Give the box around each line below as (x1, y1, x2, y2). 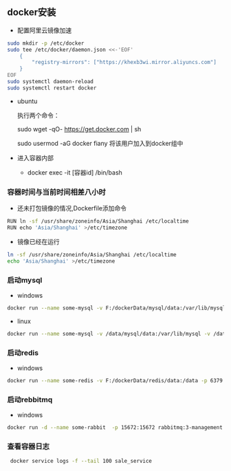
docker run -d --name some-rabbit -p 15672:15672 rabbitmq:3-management (7, 424, 223, 431)
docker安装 (7, 6, 56, 19)
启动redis (7, 348, 39, 358)
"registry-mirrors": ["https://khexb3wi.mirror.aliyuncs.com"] (32, 59, 217, 66)
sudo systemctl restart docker (7, 85, 97, 91)
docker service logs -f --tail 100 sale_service (10, 458, 153, 465)
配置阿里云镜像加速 (16, 26, 72, 34)
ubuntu (16, 97, 38, 105)
